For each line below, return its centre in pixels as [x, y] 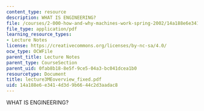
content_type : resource [36, 12]
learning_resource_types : [39, 35]
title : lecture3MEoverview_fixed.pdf [54, 79]
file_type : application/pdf [42, 29]
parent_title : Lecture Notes [43, 57]
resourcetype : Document [36, 74]
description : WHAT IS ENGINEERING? [51, 18]
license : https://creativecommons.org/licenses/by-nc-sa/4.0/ [87, 46]
